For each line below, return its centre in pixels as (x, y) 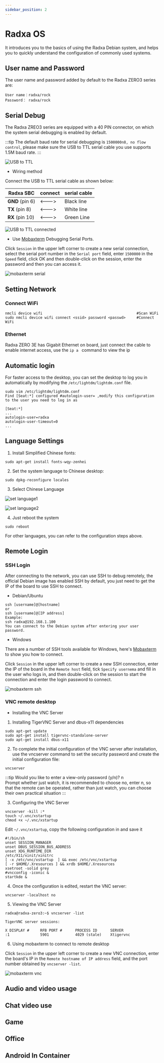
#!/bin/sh (15, 838)
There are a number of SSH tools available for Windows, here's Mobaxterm (81, 649)
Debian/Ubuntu (27, 596)
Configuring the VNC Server (41, 802)
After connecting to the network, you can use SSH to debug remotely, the (79, 576)
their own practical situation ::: (35, 793)
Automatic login (30, 366)
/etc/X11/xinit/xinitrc (29, 855)
